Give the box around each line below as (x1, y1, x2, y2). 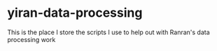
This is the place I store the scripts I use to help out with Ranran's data (7, 28, 210, 36)
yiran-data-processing (7, 5, 143, 21)
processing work (7, 35, 56, 43)
